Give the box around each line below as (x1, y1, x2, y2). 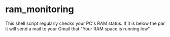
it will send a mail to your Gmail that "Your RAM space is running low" (5, 25, 150, 31)
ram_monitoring (5, 4, 75, 15)
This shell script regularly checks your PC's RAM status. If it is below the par (5, 20, 165, 26)
